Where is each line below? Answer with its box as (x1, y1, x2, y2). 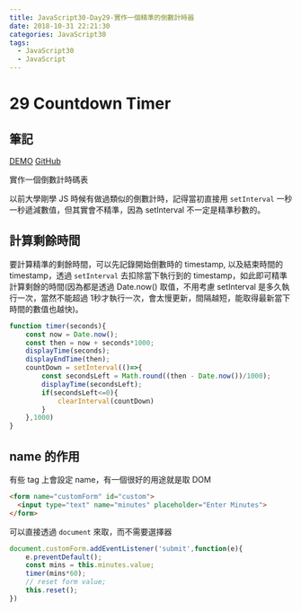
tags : (9, 38, 30, 48)
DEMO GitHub (9, 156, 61, 166)
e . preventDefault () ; (25, 553, 102, 562)
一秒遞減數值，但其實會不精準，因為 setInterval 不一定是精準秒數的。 (9, 205, 266, 215)
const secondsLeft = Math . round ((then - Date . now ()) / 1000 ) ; (41, 371, 271, 381)
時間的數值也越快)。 (9, 303, 84, 314)
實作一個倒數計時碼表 (9, 174, 88, 185)
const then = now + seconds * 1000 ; (25, 338, 155, 347)
